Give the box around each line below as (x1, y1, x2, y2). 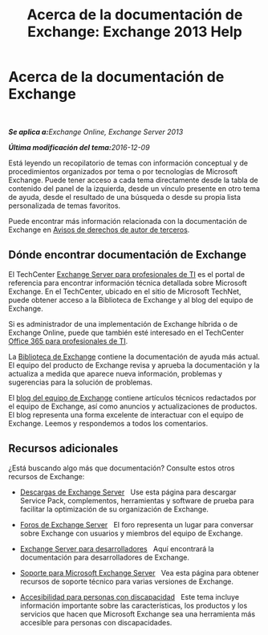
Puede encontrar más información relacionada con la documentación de (8, 216, 247, 226)
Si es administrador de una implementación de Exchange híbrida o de (8, 319, 238, 328)
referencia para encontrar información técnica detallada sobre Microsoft (8, 278, 247, 287)
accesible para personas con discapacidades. (19, 617, 173, 627)
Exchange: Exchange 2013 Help (26, 22, 243, 41)
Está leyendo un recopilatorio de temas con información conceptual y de (8, 158, 249, 168)
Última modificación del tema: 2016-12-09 (8, 142, 150, 152)
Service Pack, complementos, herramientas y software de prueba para (19, 495, 254, 505)
